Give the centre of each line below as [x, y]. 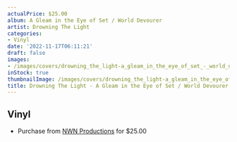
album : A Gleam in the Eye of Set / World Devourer [85, 20]
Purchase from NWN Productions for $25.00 [82, 131]
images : [19, 60]
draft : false [26, 53]
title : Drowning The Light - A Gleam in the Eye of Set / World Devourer [118, 86]
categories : [25, 33]
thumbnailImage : [31, 79]
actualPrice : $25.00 [38, 14]
